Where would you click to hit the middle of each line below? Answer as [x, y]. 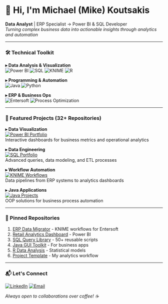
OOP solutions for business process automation [54, 200]
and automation [22, 34]
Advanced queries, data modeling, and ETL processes [61, 160]
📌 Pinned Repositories [32, 218]
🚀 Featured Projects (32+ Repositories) [53, 118]
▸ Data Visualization [26, 129]
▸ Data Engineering [25, 149]
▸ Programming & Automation [36, 80]
